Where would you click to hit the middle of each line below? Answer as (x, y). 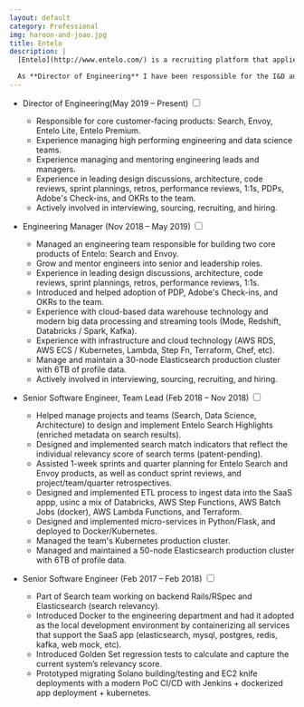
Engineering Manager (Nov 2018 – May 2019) (107, 226)
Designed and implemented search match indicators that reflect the (161, 444)
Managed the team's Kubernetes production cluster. (133, 540)
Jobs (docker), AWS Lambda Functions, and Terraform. (139, 511)
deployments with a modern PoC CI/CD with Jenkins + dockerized (159, 682)
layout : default (40, 18)
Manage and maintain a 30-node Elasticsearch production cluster (158, 359)
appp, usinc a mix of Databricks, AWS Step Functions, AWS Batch (158, 502)
